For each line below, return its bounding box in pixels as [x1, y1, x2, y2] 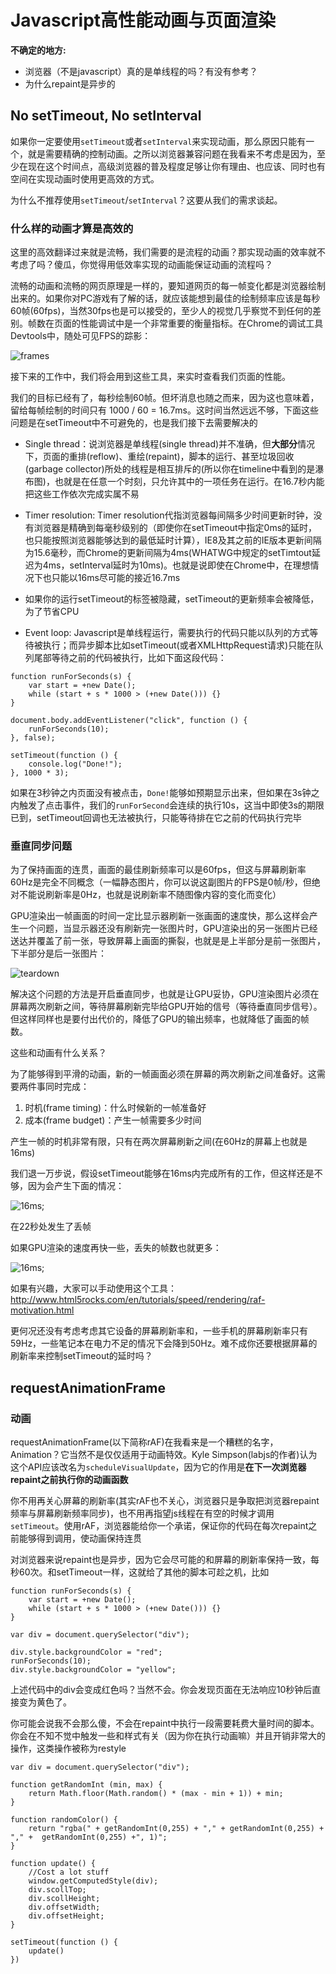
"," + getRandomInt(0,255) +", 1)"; [10, 1832, 168, 1843]
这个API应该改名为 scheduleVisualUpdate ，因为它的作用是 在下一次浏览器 [10, 1461, 307, 1473]
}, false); [10, 733, 56, 743]
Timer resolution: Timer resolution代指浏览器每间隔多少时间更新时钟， [24, 509, 314, 521]
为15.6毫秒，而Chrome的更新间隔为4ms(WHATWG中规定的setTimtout [24, 547, 312, 559]
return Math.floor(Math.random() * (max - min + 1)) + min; [28, 1789, 284, 1799]
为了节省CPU [24, 606, 80, 618]
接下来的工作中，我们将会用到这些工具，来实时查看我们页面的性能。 [10, 371, 291, 383]
